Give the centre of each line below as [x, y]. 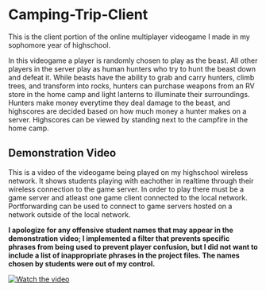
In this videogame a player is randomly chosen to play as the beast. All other [133, 60]
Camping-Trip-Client [78, 15]
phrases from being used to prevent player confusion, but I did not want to [133, 246]
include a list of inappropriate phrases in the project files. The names [124, 255]
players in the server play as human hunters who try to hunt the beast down [132, 68]
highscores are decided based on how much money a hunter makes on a [127, 111]
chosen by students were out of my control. [82, 263]
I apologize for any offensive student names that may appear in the [121, 230]
